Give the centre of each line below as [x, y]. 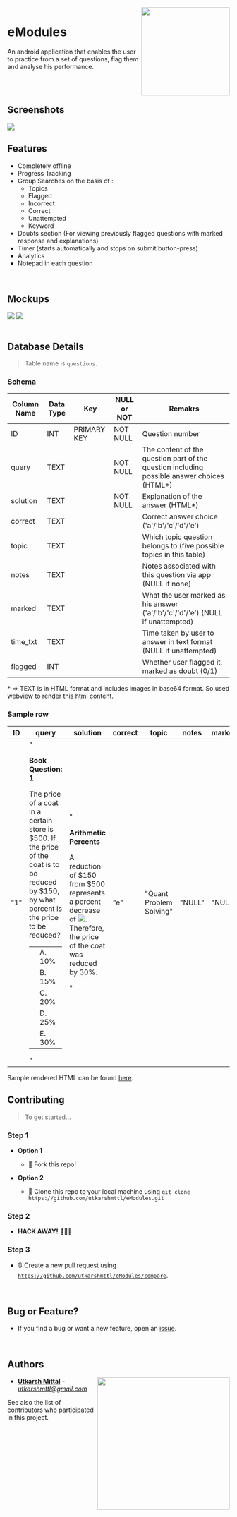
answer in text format [177, 642]
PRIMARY [90, 430]
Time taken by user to [178, 633]
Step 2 [19, 1216]
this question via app [177, 575]
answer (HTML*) [170, 505]
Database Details [46, 346]
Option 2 [30, 1178]
